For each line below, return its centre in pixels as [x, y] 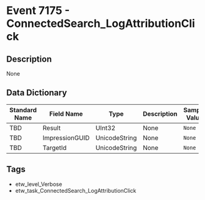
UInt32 [106, 127]
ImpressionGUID [66, 138]
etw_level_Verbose [38, 184]
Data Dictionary [37, 93]
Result [52, 127]
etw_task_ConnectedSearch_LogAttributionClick [76, 190]
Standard [23, 110]
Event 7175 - [38, 11]
